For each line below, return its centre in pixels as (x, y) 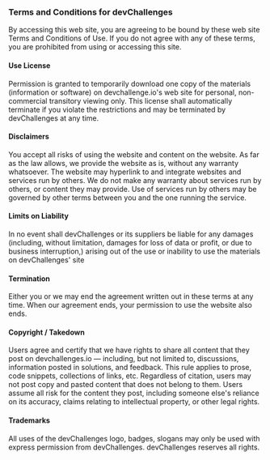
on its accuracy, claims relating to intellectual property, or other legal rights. (134, 402)
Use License (30, 65)
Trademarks (30, 420)
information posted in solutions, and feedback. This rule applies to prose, (130, 368)
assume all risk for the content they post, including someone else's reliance (134, 393)
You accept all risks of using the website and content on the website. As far (134, 154)
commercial (28, 100)
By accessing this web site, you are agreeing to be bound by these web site (134, 30)
